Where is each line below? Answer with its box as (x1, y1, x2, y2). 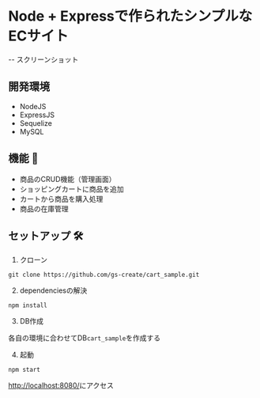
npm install (8, 301, 47, 309)
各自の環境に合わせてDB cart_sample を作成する (8, 333, 161, 343)
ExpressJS (19, 110, 55, 119)
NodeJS (19, 101, 47, 111)
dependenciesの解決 (19, 286, 88, 295)
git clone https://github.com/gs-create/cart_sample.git (8, 271, 200, 279)
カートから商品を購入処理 (19, 194, 104, 203)
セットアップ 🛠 (8, 229, 84, 242)
